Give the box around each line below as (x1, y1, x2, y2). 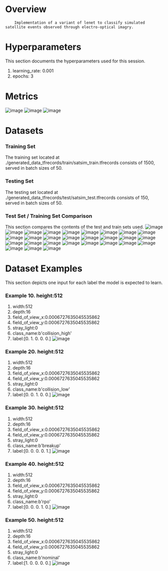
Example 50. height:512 (5, 516, 64, 523)
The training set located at (5, 155, 60, 161)
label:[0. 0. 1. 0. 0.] (12, 392, 51, 398)
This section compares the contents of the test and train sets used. (5, 224, 144, 230)
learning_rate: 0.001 (12, 67, 54, 74)
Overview (5, 4, 47, 15)
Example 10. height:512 (5, 292, 63, 299)
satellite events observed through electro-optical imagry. (5, 24, 134, 30)
